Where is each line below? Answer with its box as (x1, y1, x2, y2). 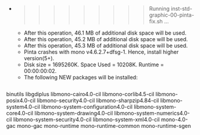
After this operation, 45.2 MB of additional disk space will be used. (23, 36, 188, 42)
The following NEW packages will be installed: (23, 74, 138, 81)
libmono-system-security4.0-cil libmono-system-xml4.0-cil (13, 116, 160, 123)
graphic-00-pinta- (149, 11, 195, 19)
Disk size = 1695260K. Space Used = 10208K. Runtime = (23, 61, 164, 68)
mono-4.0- (160, 116, 188, 123)
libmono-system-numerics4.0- (114, 110, 190, 116)
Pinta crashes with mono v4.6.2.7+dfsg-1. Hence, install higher (23, 48, 179, 56)
